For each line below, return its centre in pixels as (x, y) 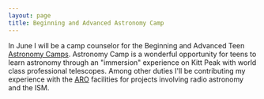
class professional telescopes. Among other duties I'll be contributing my (127, 70)
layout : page (30, 15)
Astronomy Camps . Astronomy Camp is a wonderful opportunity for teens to (132, 54)
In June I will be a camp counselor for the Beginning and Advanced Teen (126, 45)
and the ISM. (29, 87)
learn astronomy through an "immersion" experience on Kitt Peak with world (132, 62)
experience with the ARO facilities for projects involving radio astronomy (126, 79)
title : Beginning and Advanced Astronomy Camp (86, 23)
